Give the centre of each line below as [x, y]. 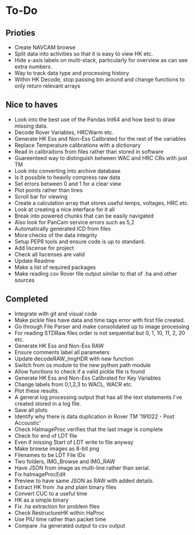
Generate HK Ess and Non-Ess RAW [59, 346]
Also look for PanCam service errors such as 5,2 [74, 222]
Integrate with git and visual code [56, 313]
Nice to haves [32, 105]
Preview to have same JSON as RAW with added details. [84, 481]
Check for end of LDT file [46, 435]
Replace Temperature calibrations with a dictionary [77, 145]
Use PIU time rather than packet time [60, 519]
